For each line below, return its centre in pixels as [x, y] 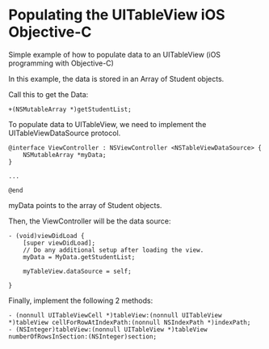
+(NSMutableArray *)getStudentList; [70, 109]
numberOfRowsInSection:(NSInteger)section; [83, 336]
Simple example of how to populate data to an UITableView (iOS [114, 54]
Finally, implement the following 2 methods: [81, 300]
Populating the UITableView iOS [117, 15]
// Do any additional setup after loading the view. [113, 250]
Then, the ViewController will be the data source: [90, 221]
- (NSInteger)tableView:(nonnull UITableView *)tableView [108, 330]
